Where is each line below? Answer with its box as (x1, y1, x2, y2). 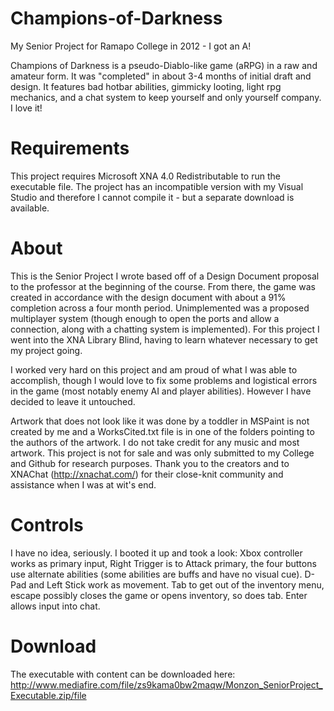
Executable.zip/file (10, 689, 87, 701)
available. (10, 202, 50, 214)
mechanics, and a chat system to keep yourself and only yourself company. (10, 91, 322, 103)
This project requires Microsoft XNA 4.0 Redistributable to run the (10, 170, 281, 182)
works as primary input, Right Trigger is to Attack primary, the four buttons (10, 557, 317, 569)
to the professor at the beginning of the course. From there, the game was (10, 280, 316, 292)
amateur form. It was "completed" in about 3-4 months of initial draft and (10, 70, 312, 82)
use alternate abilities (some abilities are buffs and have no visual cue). (10, 568, 303, 580)
